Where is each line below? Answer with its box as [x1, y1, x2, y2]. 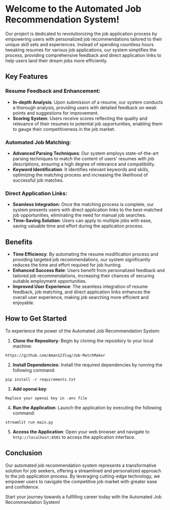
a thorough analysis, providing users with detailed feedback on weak [12, 105, 157, 111]
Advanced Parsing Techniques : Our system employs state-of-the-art [12, 150, 159, 156]
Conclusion [5, 449, 43, 457]
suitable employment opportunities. [12, 278, 87, 284]
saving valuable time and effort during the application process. [12, 223, 144, 229]
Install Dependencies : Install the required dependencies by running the [12, 361, 162, 368]
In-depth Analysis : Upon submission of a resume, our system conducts [12, 99, 163, 105]
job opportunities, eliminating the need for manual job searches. [12, 212, 147, 218]
